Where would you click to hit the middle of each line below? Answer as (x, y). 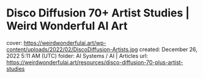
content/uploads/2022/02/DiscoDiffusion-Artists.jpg (72, 49)
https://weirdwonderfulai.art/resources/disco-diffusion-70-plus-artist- (95, 62)
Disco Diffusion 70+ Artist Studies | (98, 13)
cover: (14, 43)
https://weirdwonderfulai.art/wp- (65, 43)
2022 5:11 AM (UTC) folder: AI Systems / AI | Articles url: (77, 55)
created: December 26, (168, 49)
